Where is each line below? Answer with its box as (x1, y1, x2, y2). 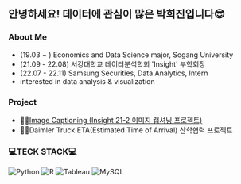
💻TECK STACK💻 (8, 146, 77, 157)
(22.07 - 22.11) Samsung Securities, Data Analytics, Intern (19, 68, 208, 78)
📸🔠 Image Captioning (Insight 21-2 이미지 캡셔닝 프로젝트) (19, 115, 203, 125)
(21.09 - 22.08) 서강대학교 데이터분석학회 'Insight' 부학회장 (19, 59, 206, 69)
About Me (8, 32, 48, 43)
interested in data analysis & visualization (19, 76, 155, 86)
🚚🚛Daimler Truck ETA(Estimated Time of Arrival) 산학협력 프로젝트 (19, 125, 233, 135)
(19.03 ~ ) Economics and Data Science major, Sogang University (19, 50, 234, 59)
